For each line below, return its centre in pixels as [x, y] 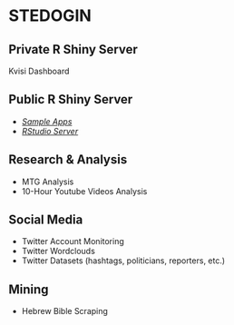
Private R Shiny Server [73, 49]
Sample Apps [47, 121]
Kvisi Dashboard [39, 71]
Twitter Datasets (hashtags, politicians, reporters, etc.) [123, 261]
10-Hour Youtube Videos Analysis [84, 191]
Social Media [46, 220]
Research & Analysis [68, 160]
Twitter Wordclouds [58, 251]
